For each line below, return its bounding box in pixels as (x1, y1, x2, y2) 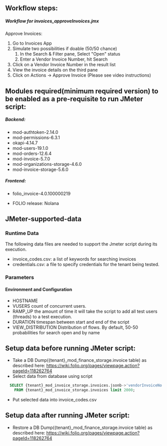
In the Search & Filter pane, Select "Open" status (19, 51, 120, 57)
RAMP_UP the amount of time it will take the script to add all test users (12, 308, 157, 314)
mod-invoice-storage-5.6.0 (12, 166, 68, 172)
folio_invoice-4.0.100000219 (12, 190, 71, 196)
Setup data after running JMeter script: (5, 411, 130, 420)
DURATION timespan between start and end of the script (12, 319, 129, 325)
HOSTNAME (12, 298, 38, 304)
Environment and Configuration (5, 286, 72, 292)
